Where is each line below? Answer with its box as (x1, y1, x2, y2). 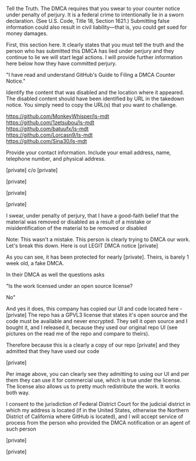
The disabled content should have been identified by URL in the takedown (6, 95, 184, 102)
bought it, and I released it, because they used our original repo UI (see (6, 324, 178, 331)
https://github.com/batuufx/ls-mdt (6, 126, 89, 132)
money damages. (6, 30, 48, 37)
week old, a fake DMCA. (6, 260, 64, 266)
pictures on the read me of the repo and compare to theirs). (6, 330, 150, 337)
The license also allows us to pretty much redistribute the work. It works (6, 383, 180, 389)
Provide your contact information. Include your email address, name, (6, 149, 171, 156)
